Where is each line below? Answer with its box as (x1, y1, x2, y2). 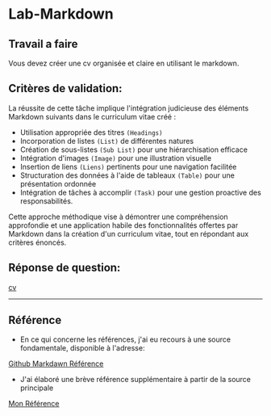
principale (19, 383, 54, 393)
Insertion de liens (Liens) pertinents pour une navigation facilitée (19, 162, 237, 171)
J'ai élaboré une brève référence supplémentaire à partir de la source (19, 375, 252, 384)
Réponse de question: (8, 261, 121, 275)
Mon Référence (8, 399, 60, 409)
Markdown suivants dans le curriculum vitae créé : (8, 111, 176, 121)
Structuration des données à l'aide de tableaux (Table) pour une (19, 170, 236, 180)
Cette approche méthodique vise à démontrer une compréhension (8, 212, 228, 221)
